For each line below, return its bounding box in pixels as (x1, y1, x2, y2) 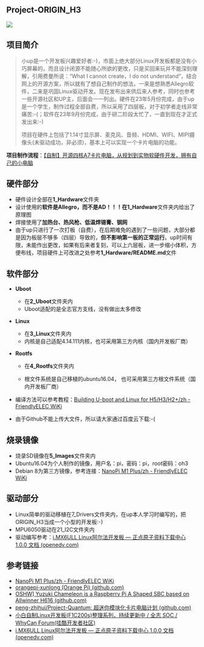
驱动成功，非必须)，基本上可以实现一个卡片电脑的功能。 (39, 138, 181, 145)
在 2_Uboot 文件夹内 (24, 298, 73, 305)
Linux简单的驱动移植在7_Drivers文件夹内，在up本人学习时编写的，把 (15, 511, 186, 518)
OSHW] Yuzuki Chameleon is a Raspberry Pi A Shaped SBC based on (15, 590, 190, 597)
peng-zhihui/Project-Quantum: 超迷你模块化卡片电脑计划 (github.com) (15, 604, 192, 611)
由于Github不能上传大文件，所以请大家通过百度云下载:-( (15, 415, 155, 422)
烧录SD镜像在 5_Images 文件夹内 (15, 452, 96, 460)
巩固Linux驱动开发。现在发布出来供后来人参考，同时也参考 (47, 88, 195, 95)
